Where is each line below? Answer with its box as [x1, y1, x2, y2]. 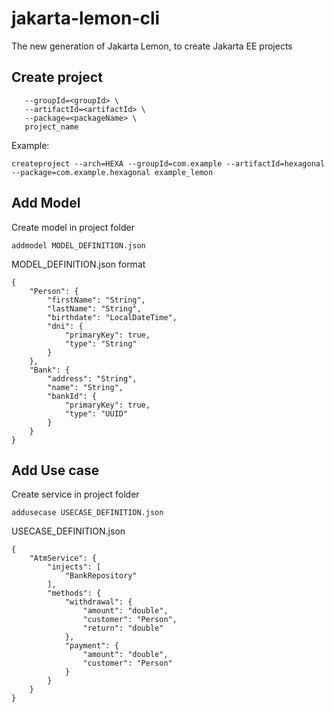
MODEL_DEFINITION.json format [11, 258, 146, 270]
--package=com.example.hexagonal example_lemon [11, 167, 214, 177]
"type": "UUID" [64, 408, 129, 419]
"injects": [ [47, 562, 102, 572]
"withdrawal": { [64, 597, 133, 607]
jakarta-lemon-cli [11, 7, 161, 30]
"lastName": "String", [47, 303, 142, 314]
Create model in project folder [11, 221, 135, 233]
